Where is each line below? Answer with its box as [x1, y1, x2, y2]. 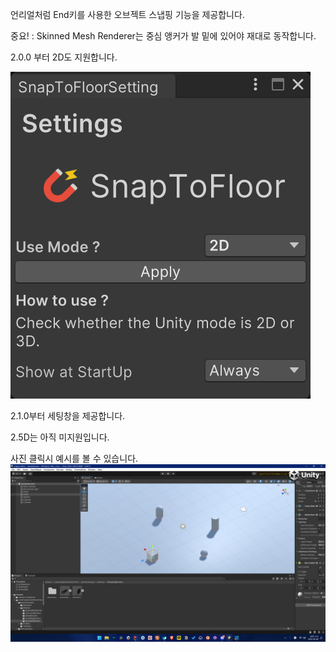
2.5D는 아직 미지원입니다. [10, 431, 110, 443]
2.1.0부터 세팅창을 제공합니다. [10, 410, 126, 422]
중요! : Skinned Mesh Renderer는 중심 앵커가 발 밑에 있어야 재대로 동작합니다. [10, 30, 317, 42]
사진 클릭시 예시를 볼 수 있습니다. [10, 453, 139, 464]
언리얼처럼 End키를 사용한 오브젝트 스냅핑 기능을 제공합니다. [10, 9, 245, 20]
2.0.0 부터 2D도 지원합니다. [10, 51, 118, 63]
